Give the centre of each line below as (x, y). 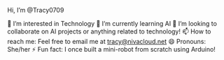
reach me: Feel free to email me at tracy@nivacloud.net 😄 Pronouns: (107, 42)
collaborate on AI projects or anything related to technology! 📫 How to (109, 31)
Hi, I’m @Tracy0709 (36, 10)
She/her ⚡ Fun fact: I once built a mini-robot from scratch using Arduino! (111, 49)
